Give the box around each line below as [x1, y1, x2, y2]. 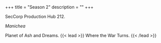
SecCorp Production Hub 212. [5, 14, 65, 19]
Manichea [5, 23, 26, 29]
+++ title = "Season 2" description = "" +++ [5, 4, 94, 10]
